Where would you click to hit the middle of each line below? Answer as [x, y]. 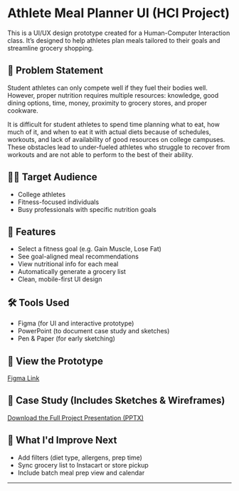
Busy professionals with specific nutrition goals [87, 209]
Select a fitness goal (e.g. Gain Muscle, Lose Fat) [90, 249]
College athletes [42, 194]
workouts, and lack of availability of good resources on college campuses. [116, 139]
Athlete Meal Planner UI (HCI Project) [118, 13]
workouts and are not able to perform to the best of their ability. [100, 154]
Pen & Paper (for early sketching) [67, 339]
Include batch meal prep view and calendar [81, 472]
